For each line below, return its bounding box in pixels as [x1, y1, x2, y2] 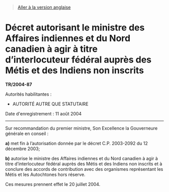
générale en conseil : [5, 131, 49, 137]
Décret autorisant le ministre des [5, 22, 145, 33]
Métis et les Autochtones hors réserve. [5, 171, 86, 177]
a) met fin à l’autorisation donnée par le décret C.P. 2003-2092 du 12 [5, 140, 148, 146]
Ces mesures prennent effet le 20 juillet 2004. [5, 181, 101, 187]
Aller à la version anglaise [17, 5, 71, 10]
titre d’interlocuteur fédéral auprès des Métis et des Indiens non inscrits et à [5, 161, 162, 167]
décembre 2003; [5, 146, 40, 152]
